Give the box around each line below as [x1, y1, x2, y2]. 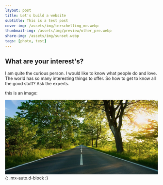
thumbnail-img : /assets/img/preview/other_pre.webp [5, 28, 112, 34]
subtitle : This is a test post [5, 18, 68, 23]
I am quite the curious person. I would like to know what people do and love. [5, 70, 157, 76]
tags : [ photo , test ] [5, 39, 47, 44]
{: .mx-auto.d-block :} [5, 175, 49, 181]
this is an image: [5, 90, 38, 96]
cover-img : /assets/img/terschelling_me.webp [5, 23, 98, 28]
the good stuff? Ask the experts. [5, 80, 69, 86]
